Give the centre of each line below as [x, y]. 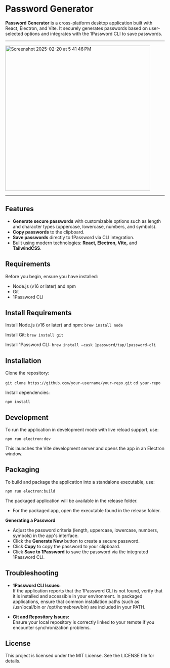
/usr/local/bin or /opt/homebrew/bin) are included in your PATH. [79, 607]
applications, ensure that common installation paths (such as [76, 602]
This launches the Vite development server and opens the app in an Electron [85, 448]
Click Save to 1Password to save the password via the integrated [80, 552]
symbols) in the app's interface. [46, 536]
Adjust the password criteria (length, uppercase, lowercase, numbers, [85, 530]
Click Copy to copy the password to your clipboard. [66, 546]
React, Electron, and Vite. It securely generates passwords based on [77, 28]
